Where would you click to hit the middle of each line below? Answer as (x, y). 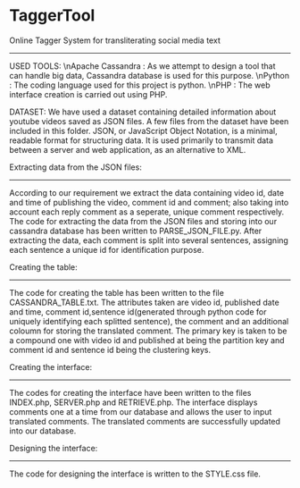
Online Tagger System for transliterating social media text (115, 40)
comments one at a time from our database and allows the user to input (141, 411)
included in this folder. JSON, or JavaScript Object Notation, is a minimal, (144, 130)
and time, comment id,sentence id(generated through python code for (138, 311)
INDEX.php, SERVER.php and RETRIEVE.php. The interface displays (133, 402)
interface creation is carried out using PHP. (88, 94)
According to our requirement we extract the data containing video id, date (146, 192)
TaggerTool (52, 16)
